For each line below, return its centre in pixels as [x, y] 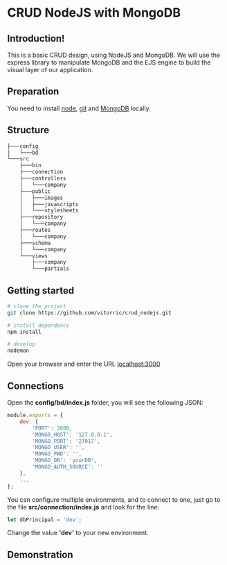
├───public [35, 191]
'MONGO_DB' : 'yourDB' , [65, 461]
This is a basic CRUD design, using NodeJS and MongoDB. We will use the [114, 55]
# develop [21, 344]
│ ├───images [42, 198]
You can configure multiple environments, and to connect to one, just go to [114, 499]
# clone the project [37, 306]
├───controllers [43, 178]
